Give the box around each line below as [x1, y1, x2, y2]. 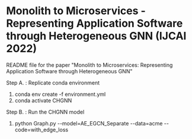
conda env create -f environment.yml [14, 90, 106, 98]
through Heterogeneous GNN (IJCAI [6, 30, 187, 43]
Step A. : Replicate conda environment [6, 79, 100, 86]
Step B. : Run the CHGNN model [6, 108, 85, 115]
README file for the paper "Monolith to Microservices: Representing [6, 61, 173, 69]
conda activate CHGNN [14, 96, 72, 104]
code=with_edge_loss [14, 126, 69, 133]
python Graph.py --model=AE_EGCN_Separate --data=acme [14, 119, 163, 127]
